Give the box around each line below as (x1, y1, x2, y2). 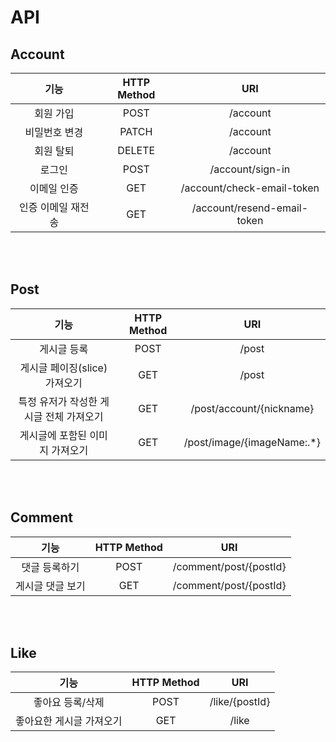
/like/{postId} (209, 695, 271, 709)
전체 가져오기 (44, 409, 104, 423)
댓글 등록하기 (21, 560, 80, 574)
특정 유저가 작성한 (18, 394, 98, 408)
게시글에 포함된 (19, 428, 88, 442)
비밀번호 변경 (24, 126, 84, 139)
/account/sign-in (209, 162, 291, 176)
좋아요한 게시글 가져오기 (15, 714, 123, 728)
